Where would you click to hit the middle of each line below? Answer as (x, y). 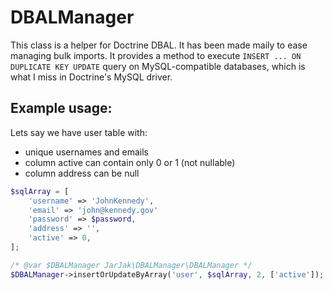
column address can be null (82, 173)
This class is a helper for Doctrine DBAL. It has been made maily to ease (159, 45)
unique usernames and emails (86, 152)
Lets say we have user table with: (79, 132)
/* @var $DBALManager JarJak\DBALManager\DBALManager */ (131, 265)
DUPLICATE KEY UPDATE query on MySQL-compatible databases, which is (158, 66)
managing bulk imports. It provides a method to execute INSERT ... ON (156, 55)
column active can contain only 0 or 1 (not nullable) (130, 162)
